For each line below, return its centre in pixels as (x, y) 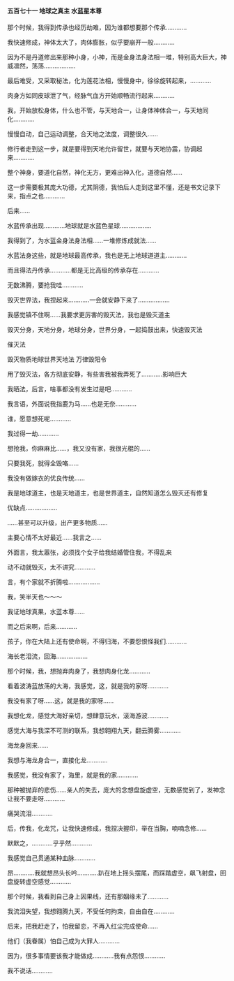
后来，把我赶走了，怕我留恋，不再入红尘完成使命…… (83, 926)
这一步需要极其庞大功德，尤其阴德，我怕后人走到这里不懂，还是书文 (105, 187)
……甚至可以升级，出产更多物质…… (57, 523)
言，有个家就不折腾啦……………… (54, 582)
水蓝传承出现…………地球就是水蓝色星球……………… (79, 226)
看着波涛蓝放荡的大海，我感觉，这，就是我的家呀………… (88, 686)
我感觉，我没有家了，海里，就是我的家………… (73, 775)
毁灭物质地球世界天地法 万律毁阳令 (57, 359)
